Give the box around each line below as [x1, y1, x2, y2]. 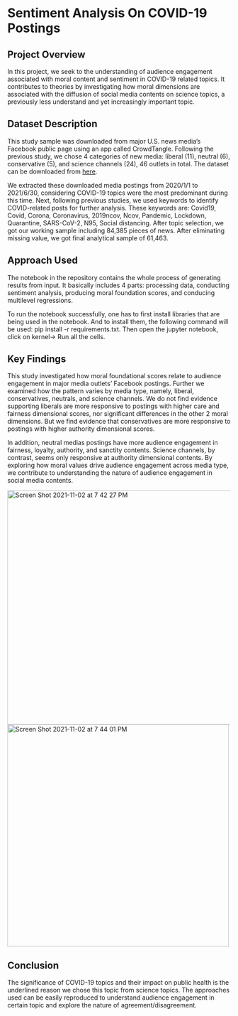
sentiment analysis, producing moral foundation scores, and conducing [7, 288, 215, 296]
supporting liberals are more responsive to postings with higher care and [7, 402, 220, 410]
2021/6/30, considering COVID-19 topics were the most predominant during [7, 188, 228, 197]
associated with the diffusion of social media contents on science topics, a [7, 90, 225, 98]
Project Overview [7, 48, 86, 60]
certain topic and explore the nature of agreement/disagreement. [7, 1001, 197, 1010]
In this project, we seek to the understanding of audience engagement [7, 68, 212, 75]
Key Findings [7, 353, 67, 365]
